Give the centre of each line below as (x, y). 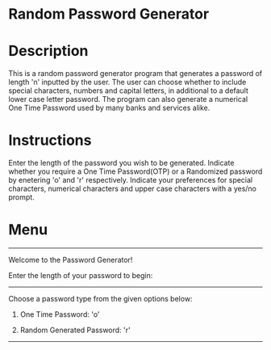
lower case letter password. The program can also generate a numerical (128, 99)
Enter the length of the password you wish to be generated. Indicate (121, 163)
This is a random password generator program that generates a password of (135, 74)
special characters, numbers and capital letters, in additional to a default (128, 91)
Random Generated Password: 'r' (75, 330)
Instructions (50, 140)
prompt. (21, 197)
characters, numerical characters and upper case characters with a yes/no (132, 189)
